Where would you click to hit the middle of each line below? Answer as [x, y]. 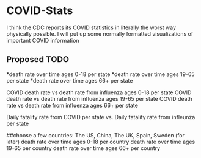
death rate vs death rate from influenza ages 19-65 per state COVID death [99, 98]
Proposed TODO [38, 59]
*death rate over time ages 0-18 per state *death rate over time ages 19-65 [100, 74]
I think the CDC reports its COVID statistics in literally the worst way [91, 27]
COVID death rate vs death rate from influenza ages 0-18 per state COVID [99, 92]
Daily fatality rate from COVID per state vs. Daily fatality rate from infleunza [101, 117]
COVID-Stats [40, 11]
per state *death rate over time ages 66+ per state [70, 80]
